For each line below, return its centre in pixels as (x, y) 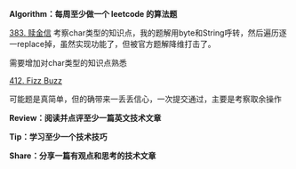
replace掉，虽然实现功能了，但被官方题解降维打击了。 (116, 44)
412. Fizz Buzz (36, 80)
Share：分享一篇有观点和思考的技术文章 (83, 156)
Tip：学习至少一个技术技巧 (58, 137)
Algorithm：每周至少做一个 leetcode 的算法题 (93, 14)
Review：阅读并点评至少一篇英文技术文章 (85, 118)
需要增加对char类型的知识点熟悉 (68, 63)
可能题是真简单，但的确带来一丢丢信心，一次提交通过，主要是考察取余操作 (145, 99)
